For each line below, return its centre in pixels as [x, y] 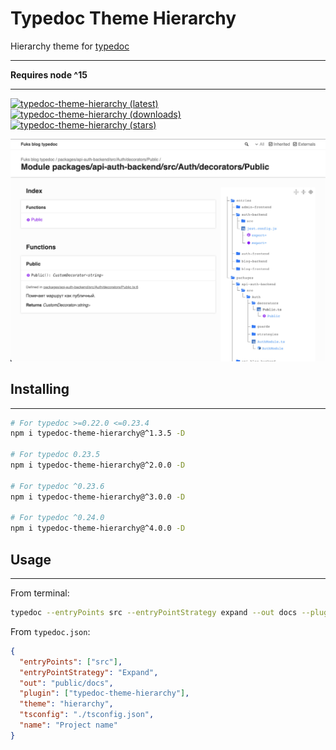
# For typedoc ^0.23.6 [57, 486]
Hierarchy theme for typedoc [70, 46]
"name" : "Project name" [68, 725]
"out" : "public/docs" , [66, 683]
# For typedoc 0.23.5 [55, 455]
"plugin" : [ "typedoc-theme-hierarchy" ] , [104, 693]
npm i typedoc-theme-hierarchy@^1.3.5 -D [98, 433]
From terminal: [40, 593]
